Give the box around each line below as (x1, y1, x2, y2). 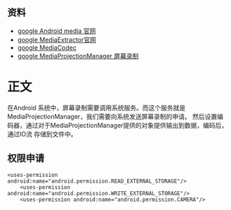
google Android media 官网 (17, 27, 96, 35)
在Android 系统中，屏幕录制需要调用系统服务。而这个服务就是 (7, 103, 186, 112)
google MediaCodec (17, 43, 77, 51)
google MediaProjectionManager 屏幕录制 (17, 51, 139, 60)
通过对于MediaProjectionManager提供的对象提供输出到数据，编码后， (25, 121, 228, 129)
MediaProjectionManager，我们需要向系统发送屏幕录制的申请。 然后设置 (7, 112, 218, 121)
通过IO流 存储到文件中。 (7, 129, 77, 138)
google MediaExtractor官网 (17, 35, 97, 44)
